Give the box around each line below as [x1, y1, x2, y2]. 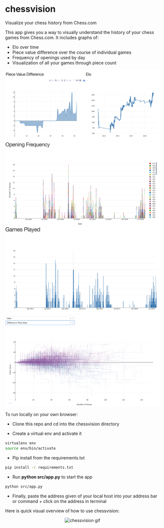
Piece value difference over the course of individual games [12, 49, 132, 55]
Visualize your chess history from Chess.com [5, 20, 97, 26]
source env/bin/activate [5, 446, 56, 451]
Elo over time [12, 44, 39, 50]
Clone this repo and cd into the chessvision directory [12, 421, 119, 427]
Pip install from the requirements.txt [12, 455, 85, 460]
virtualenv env [5, 441, 36, 446]
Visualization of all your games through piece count [12, 60, 117, 66]
